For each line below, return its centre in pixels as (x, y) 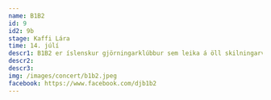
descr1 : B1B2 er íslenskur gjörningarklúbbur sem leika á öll (115, 53)
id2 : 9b (21, 31)
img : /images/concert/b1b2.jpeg (63, 76)
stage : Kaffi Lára (39, 38)
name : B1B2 (27, 16)
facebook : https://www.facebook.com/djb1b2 (83, 83)
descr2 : (21, 61)
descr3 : (21, 69)
